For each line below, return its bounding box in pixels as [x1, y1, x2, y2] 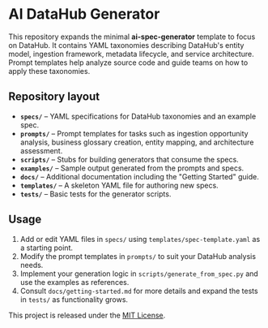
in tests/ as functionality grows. [19, 294, 128, 304]
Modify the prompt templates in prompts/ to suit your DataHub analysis [19, 251, 257, 261]
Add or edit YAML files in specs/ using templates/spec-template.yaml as [19, 234, 261, 244]
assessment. [19, 145, 63, 155]
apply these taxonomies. [8, 66, 91, 76]
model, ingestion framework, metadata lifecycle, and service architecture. [8, 49, 255, 58]
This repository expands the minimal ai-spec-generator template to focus [8, 32, 256, 41]
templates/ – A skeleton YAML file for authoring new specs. [19, 180, 219, 190]
